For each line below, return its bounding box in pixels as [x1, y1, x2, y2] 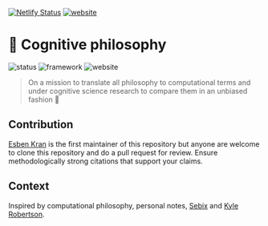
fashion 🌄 [27, 95, 60, 104]
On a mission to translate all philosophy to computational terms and [27, 77, 251, 87]
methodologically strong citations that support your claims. [8, 156, 203, 166]
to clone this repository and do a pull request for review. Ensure [8, 147, 218, 157]
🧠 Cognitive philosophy [8, 36, 167, 54]
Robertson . [8, 209, 45, 219]
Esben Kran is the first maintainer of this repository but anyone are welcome [8, 139, 260, 148]
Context [8, 180, 50, 193]
